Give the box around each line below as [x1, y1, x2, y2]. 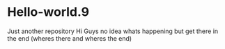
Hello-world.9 [7, 4, 89, 20]
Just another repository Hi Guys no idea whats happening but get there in [7, 27, 219, 35]
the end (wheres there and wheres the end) [7, 34, 132, 42]
